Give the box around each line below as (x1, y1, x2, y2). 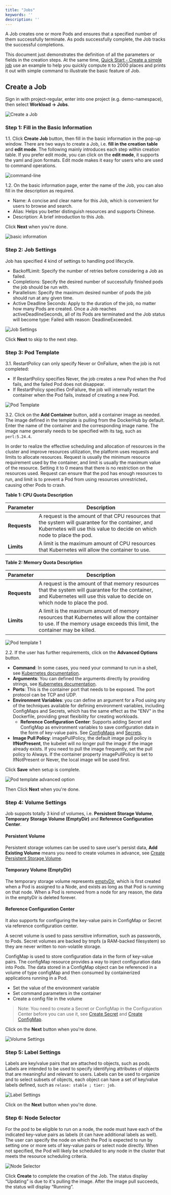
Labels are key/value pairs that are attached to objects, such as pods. (5, 1060, 151, 1067)
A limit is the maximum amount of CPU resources (38, 540, 156, 547)
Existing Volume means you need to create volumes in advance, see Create (5, 850, 165, 856)
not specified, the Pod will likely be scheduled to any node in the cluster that (5, 1148, 165, 1154)
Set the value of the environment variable (12, 985, 100, 991)
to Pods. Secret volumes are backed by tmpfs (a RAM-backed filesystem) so (5, 938, 166, 944)
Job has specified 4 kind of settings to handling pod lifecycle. (5, 258, 135, 264)
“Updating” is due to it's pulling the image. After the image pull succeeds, (5, 1178, 159, 1184)
